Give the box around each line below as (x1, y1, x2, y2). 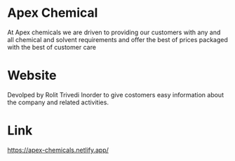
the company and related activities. (7, 98, 109, 106)
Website (7, 68, 57, 83)
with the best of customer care (7, 43, 97, 51)
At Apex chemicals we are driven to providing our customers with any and (7, 28, 221, 36)
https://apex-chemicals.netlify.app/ (7, 146, 109, 154)
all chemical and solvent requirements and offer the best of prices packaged (7, 35, 228, 43)
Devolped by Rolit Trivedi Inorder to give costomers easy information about (7, 90, 224, 99)
